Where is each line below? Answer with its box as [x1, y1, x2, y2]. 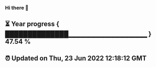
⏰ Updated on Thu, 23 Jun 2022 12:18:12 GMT [5, 54, 147, 62]
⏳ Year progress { [5, 20, 60, 28]
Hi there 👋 [5, 4, 29, 11]
